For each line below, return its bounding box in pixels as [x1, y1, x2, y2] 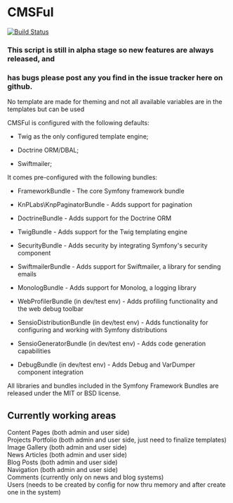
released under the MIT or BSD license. [7, 389, 121, 397]
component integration [17, 368, 84, 376]
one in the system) [7, 488, 61, 496]
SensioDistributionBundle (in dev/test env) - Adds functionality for [17, 318, 208, 327]
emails [17, 270, 37, 279]
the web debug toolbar [17, 305, 84, 313]
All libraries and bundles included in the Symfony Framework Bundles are [7, 381, 219, 390]
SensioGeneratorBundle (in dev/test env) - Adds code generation [17, 339, 206, 348]
